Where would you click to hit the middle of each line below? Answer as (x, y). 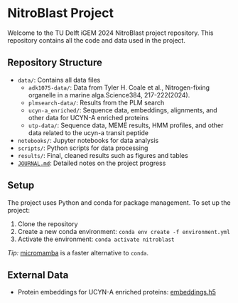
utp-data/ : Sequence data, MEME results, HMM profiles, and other (126, 125)
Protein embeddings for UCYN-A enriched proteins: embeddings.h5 (117, 292)
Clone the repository (48, 224)
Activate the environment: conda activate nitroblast (96, 239)
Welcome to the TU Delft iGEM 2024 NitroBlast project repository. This (110, 33)
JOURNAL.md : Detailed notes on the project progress (92, 163)
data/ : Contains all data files (59, 80)
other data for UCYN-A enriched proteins (88, 117)
